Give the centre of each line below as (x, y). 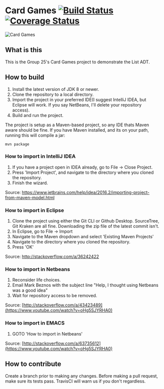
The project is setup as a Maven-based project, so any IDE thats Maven (77, 125)
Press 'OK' (23, 247)
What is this (24, 50)
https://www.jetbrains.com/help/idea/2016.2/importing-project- (86, 192)
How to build (25, 77)
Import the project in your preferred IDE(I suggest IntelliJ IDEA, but (79, 99)
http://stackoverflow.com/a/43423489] (63, 305)
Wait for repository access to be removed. (55, 296)
